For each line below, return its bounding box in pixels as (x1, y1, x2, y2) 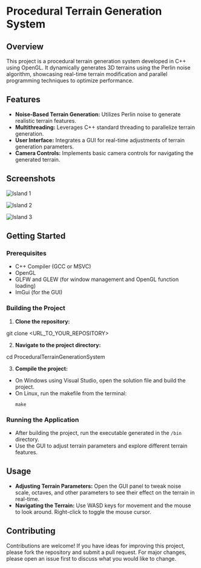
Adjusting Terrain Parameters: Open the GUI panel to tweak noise (15, 482, 182, 490)
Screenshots (6, 173, 56, 184)
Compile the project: (15, 365, 68, 372)
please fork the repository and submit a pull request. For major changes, (6, 549, 186, 556)
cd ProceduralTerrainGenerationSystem (6, 353, 105, 360)
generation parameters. (15, 143, 74, 150)
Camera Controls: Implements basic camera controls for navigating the (15, 149, 194, 156)
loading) (15, 282, 36, 289)
